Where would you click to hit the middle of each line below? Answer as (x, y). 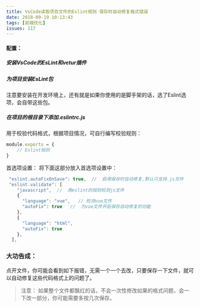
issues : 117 (21, 28)
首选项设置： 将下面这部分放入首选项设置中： (62, 168)
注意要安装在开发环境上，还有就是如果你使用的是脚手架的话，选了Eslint (94, 95)
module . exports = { (30, 145)
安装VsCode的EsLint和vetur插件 (46, 62)
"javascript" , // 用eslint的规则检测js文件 (71, 190)
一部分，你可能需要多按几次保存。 (73, 297)
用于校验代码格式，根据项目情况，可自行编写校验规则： (74, 133)
